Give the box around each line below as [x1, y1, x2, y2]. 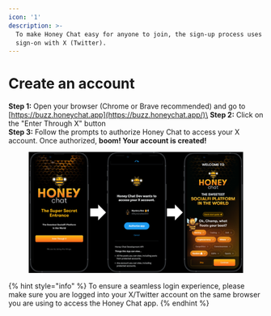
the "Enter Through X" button [8, 118, 107, 129]
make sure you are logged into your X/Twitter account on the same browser [8, 289, 260, 299]
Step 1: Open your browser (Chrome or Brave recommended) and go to [8, 101, 246, 111]
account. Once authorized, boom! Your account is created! [8, 136, 207, 146]
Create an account [8, 75, 135, 93]
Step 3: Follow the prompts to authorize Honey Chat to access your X [8, 127, 240, 137]
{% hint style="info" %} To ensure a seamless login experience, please [8, 280, 245, 291]
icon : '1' [8, 13, 42, 21]
